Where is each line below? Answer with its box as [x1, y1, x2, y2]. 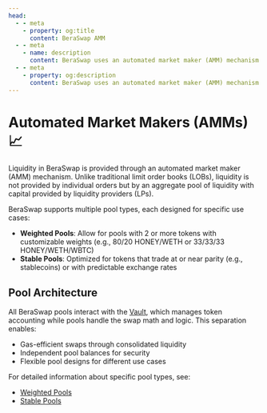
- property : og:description [22, 71, 116, 79]
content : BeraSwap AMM [29, 34, 106, 42]
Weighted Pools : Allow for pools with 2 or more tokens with [19, 229, 217, 239]
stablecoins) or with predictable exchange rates [19, 263, 177, 272]
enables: [8, 324, 37, 334]
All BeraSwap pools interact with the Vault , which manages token [8, 307, 222, 317]
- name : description [22, 49, 91, 57]
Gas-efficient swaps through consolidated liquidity [19, 339, 187, 349]
